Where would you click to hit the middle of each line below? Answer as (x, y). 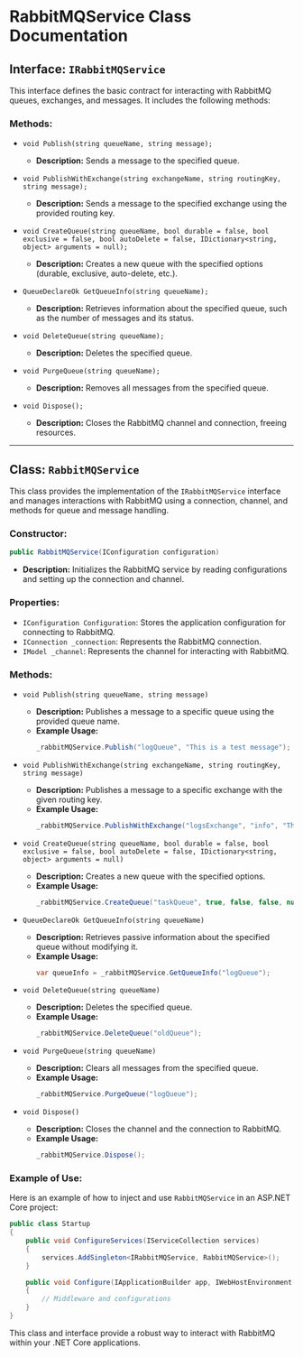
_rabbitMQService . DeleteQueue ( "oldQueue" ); (119, 1034)
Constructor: (38, 534)
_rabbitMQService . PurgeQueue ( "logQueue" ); (117, 1094)
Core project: (34, 1207)
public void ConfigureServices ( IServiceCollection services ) (142, 1241)
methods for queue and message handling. (89, 511)
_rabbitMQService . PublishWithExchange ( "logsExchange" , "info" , (157, 826)
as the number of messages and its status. (115, 318)
